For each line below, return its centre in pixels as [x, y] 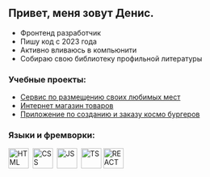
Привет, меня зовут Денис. [81, 13]
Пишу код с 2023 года [58, 41]
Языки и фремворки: [52, 135]
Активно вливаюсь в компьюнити [78, 50]
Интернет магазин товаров [67, 106]
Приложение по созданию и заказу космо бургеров [110, 114]
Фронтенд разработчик [61, 32]
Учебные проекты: [47, 79]
